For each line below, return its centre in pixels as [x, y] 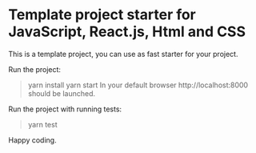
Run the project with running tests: [65, 109]
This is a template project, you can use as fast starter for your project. [123, 54]
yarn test [42, 124]
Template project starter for [102, 15]
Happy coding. [33, 140]
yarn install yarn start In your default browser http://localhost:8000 [138, 85]
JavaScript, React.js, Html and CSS [127, 32]
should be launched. [62, 93]
